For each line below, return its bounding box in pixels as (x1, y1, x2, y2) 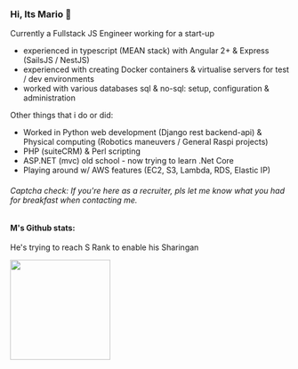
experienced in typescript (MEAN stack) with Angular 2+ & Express (22, 45, 270, 56)
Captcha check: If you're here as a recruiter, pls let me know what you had (10, 185, 286, 196)
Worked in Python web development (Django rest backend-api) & (22, 127, 262, 138)
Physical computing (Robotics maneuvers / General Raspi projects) (22, 137, 269, 148)
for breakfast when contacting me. (10, 195, 138, 205)
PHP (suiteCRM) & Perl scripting (22, 146, 141, 156)
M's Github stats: (10, 222, 76, 233)
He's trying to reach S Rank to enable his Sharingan (10, 242, 199, 253)
